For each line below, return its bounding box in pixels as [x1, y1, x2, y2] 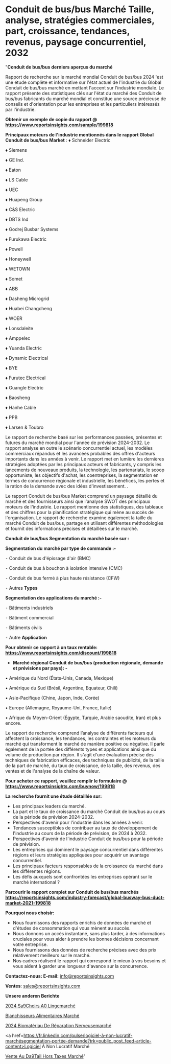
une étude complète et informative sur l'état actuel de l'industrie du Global [5, 79, 162, 85]
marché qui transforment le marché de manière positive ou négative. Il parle [5, 741, 165, 747]
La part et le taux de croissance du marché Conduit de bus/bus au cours [12, 808, 165, 815]
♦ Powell [5, 246, 23, 252]
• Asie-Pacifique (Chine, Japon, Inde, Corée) [5, 695, 100, 701]
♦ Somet [5, 275, 23, 282]
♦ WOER [5, 315, 23, 321]
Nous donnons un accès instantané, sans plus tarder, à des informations [12, 930, 165, 936]
